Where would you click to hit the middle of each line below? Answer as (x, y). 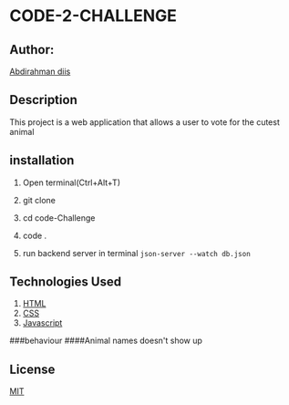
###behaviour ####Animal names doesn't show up (106, 341)
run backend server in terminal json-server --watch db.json (136, 253)
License (32, 369)
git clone (39, 200)
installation (42, 161)
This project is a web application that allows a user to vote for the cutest (144, 122)
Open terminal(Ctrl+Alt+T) (72, 182)
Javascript (42, 323)
